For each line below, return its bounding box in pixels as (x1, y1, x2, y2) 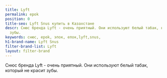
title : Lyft (5, 7, 30, 12)
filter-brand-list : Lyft (5, 44, 57, 49)
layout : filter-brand (5, 48, 50, 53)
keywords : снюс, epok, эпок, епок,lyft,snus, (5, 35, 101, 40)
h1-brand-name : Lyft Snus (5, 39, 59, 44)
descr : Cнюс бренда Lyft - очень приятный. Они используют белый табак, (5, 26, 159, 31)
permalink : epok (5, 12, 39, 17)
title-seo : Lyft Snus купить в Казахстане (5, 21, 94, 26)
